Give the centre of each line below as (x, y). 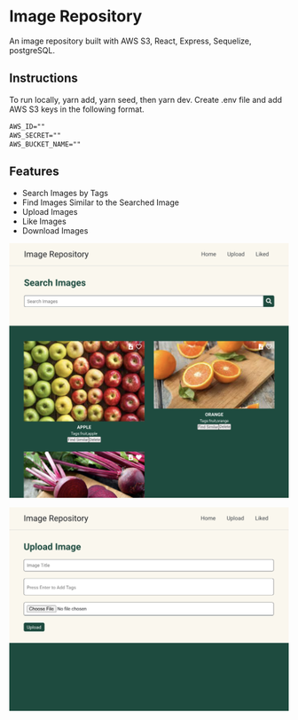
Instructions (43, 79)
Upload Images (50, 211)
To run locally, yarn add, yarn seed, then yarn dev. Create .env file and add (145, 99)
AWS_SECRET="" (35, 135)
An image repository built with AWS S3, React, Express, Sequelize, (130, 41)
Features (34, 172)
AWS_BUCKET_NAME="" (45, 144)
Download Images (55, 230)
